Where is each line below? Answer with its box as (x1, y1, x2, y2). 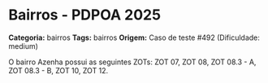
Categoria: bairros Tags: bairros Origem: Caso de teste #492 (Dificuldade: (8, 33, 260, 42)
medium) (8, 41, 39, 50)
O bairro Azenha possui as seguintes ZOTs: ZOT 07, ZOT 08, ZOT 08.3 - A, (8, 57, 257, 67)
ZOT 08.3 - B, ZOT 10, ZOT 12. (8, 65, 109, 75)
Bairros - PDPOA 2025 (8, 6, 161, 24)
